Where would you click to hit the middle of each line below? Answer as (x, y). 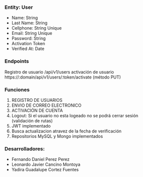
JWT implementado (31, 126)
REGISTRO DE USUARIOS (37, 100)
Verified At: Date (28, 49)
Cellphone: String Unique (36, 28)
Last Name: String (29, 23)
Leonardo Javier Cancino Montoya (46, 164)
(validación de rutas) (32, 121)
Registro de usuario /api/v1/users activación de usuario (59, 72)
